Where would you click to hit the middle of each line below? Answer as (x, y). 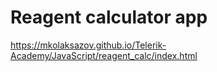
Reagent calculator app (109, 17)
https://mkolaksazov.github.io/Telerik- (88, 45)
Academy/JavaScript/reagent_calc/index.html (104, 55)
